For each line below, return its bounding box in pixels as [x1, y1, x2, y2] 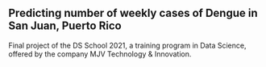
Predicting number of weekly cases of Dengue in [8, 6, 258, 20]
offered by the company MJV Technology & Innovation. [8, 48, 192, 59]
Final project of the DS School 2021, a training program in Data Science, [8, 40, 247, 50]
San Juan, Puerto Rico [8, 19, 123, 33]
